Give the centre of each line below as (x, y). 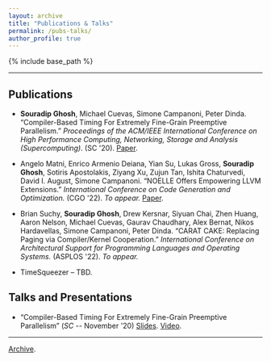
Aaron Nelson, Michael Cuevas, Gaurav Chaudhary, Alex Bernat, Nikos (137, 222)
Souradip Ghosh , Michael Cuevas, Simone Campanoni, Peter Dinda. (133, 114)
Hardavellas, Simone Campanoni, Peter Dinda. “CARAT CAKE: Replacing (140, 231)
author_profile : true (45, 38)
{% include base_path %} (51, 61)
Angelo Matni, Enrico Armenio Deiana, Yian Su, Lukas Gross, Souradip (137, 164)
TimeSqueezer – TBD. (56, 272)
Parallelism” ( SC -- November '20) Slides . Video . (101, 325)
